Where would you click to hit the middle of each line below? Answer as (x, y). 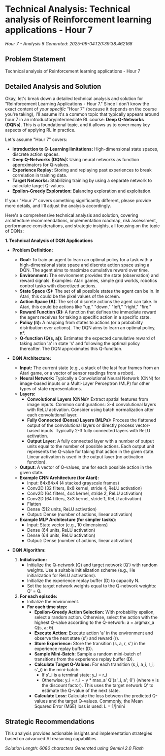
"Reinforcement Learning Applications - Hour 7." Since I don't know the (77, 103)
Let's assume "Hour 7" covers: (36, 139)
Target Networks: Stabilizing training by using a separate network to (82, 180)
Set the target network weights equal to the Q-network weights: (92, 585)
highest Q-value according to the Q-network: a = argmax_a (94, 622)
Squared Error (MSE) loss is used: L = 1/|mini (80, 706)
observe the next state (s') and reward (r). (77, 638)
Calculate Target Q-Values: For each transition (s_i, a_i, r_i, (95, 664)
